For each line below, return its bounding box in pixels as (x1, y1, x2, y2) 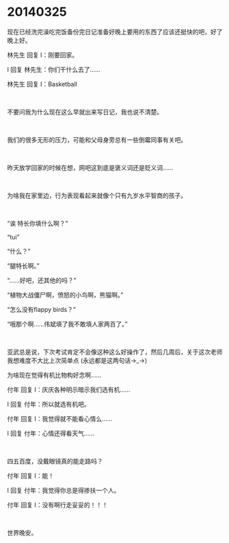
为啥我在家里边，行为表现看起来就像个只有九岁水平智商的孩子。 (7, 191, 187, 200)
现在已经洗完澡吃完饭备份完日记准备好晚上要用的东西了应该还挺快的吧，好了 (7, 27, 223, 36)
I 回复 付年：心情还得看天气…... (7, 429, 94, 437)
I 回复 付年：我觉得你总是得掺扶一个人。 (7, 486, 120, 494)
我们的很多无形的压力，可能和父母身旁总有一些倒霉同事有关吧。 (7, 135, 187, 144)
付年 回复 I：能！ (7, 471, 55, 480)
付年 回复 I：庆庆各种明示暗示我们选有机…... (7, 385, 131, 394)
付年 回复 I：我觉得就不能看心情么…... (7, 414, 113, 422)
